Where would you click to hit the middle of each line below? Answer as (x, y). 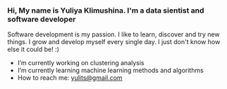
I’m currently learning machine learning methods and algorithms (111, 70)
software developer (42, 19)
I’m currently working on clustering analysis (81, 63)
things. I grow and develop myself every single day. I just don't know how (114, 42)
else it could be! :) (33, 49)
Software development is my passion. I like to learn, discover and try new (114, 34)
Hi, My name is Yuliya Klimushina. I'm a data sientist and (106, 11)
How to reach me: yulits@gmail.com (70, 78)
